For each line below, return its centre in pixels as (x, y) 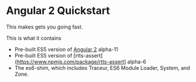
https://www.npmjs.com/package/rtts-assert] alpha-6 (81, 62)
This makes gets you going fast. (44, 27)
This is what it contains (34, 38)
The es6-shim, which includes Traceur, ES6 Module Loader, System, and (102, 67)
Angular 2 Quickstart (58, 11)
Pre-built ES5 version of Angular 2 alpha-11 (66, 49)
